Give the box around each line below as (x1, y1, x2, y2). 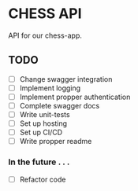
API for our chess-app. (8, 31, 83, 40)
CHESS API (8, 5, 82, 23)
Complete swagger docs (19, 101, 100, 110)
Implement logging (19, 83, 81, 93)
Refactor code (19, 174, 66, 184)
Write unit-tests (19, 110, 70, 119)
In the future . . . (8, 156, 70, 167)
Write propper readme (19, 137, 92, 146)
